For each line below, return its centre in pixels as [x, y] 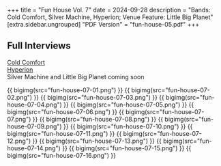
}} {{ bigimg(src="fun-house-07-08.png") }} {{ [98, 119]
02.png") [20, 97]
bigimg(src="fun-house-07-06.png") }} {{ [66, 111]
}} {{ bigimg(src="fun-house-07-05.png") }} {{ [129, 105]
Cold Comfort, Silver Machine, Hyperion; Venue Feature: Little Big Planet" [110, 17]
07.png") [19, 119]
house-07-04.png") [35, 105]
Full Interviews [39, 46]
